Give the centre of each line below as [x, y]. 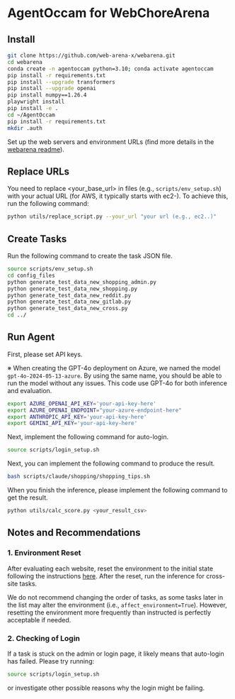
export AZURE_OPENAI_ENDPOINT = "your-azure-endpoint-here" [94, 410]
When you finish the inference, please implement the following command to [117, 490]
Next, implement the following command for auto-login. [88, 437]
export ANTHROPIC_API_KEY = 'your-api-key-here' [77, 417]
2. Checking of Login [44, 638]
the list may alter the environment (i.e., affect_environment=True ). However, [117, 605]
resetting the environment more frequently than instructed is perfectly [109, 612]
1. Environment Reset [44, 553]
